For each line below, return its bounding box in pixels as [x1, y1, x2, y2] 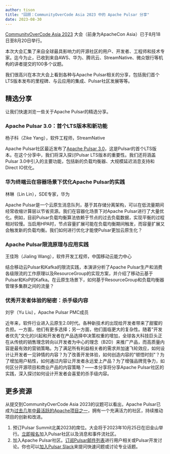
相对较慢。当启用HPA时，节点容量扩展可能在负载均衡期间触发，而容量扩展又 [5, 220, 165, 226]
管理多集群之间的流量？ [5, 283, 54, 289]
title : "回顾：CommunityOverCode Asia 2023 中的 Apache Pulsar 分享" [5, 12, 150, 17]
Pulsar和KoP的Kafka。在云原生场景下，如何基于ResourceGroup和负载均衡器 [5, 277, 164, 283]
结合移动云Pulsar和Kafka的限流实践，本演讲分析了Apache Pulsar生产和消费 [5, 264, 163, 270]
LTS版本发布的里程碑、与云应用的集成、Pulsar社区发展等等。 [5, 78, 133, 84]
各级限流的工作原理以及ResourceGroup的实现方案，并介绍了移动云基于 [5, 270, 153, 277]
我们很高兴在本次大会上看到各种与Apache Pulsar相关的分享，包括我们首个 [5, 72, 160, 78]
